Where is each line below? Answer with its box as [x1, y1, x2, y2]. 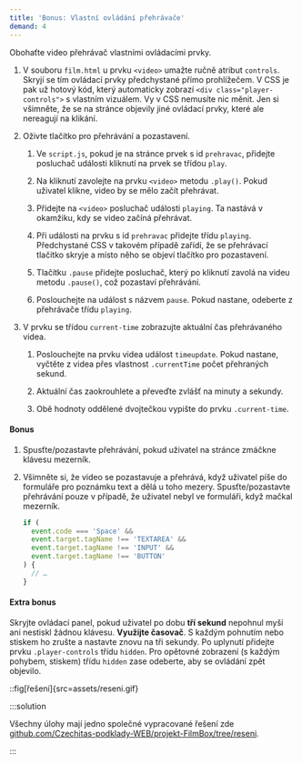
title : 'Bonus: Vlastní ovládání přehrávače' [9, 13, 185, 23]
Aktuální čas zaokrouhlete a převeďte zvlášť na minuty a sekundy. [35, 386, 284, 397]
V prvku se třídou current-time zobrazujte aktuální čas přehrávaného [22, 321, 283, 332]
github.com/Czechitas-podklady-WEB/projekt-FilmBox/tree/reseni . [9, 728, 259, 739]
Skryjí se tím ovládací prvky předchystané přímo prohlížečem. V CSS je [22, 74, 289, 85]
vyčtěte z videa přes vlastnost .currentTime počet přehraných [35, 358, 269, 369]
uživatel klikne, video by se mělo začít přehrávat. [35, 185, 219, 196]
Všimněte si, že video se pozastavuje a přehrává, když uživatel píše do [22, 471, 288, 482]
